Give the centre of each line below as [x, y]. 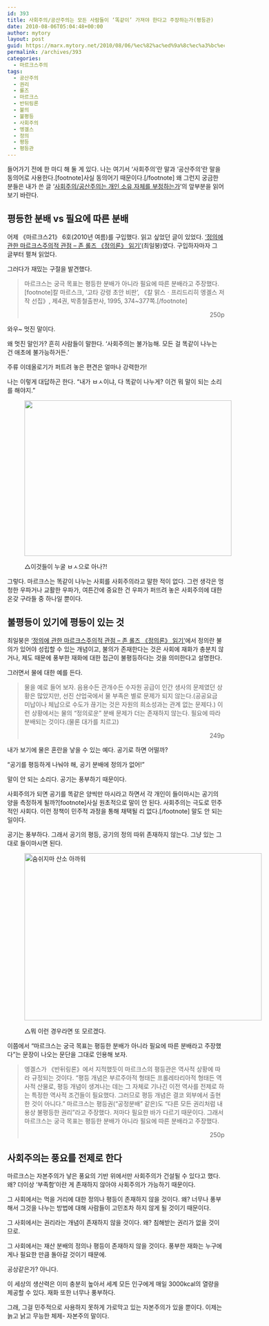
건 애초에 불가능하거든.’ [38, 352]
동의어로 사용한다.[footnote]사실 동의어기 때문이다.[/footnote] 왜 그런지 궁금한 [113, 178]
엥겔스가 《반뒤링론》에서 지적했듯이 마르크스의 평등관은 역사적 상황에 [119, 1069]
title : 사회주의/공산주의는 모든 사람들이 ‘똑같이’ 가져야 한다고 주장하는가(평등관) [110, 20]
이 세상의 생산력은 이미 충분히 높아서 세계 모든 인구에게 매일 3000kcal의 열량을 [113, 1284]
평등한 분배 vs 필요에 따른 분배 [68, 219]
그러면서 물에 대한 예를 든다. [45, 672]
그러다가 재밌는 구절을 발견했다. [50, 269]
